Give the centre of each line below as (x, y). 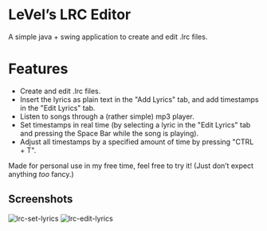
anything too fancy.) (41, 174)
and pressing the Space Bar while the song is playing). (109, 133)
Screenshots (41, 200)
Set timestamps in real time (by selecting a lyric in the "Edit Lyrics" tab (135, 124)
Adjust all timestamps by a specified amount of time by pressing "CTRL (137, 142)
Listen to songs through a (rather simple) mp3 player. (107, 116)
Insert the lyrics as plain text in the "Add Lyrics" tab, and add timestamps (139, 99)
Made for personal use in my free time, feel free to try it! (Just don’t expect (131, 166)
